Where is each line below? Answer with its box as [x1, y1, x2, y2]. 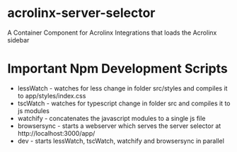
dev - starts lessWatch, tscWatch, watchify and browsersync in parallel [17, 136, 225, 145]
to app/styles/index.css [17, 91, 86, 100]
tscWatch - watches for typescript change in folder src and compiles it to [17, 99, 231, 107]
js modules [17, 106, 50, 115]
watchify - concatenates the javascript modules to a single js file [17, 114, 206, 122]
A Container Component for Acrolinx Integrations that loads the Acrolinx [7, 28, 217, 37]
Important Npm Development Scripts [7, 61, 228, 77]
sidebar [7, 35, 30, 44]
